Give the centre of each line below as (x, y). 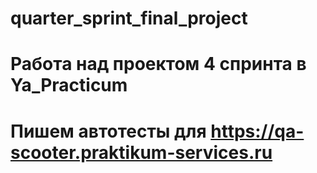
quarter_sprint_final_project (129, 18)
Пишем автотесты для (108, 131)
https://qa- (257, 131)
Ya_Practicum (69, 85)
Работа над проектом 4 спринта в (158, 64)
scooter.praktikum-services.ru (141, 152)
